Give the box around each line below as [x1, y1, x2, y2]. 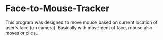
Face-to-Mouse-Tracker [5, 3, 110, 14]
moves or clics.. [5, 30, 39, 36]
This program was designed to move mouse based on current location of [5, 19, 158, 25]
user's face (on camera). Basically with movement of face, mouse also [5, 24, 153, 30]
